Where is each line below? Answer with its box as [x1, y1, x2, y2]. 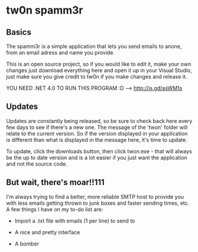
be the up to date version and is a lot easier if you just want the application [6, 154, 188, 161]
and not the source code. [6, 160, 68, 167]
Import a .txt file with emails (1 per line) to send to [14, 217, 135, 224]
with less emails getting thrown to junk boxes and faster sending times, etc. [6, 199, 190, 206]
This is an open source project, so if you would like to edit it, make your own [6, 60, 191, 67]
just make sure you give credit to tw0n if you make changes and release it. [6, 73, 187, 80]
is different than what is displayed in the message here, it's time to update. [6, 136, 187, 143]
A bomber [14, 240, 40, 247]
